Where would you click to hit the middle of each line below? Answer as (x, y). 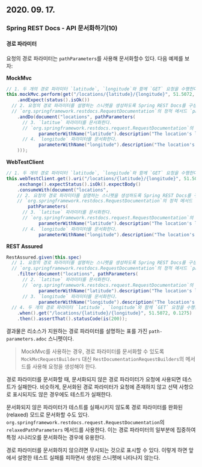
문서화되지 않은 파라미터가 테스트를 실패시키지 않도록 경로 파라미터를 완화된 (95, 407)
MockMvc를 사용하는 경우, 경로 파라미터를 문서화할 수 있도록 (92, 351)
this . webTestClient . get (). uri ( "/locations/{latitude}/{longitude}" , (94, 178)
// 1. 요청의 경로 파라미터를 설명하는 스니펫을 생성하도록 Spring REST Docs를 (99, 263)
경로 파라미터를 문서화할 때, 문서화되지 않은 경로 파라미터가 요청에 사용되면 (94, 380)
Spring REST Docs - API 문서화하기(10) (62, 28)
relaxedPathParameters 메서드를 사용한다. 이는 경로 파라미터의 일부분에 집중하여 (101, 430)
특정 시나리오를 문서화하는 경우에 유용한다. (56, 437)
